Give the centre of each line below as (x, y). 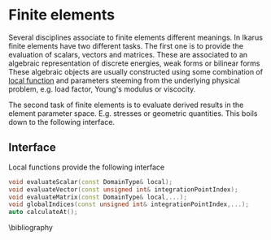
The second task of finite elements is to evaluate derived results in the (126, 105)
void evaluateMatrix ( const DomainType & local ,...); (98, 197)
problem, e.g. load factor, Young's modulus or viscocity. (102, 89)
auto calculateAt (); (44, 212)
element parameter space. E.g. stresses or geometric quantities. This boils (133, 113)
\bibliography (31, 228)
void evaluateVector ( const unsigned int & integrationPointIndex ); (123, 189)
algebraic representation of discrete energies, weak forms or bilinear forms (134, 63)
